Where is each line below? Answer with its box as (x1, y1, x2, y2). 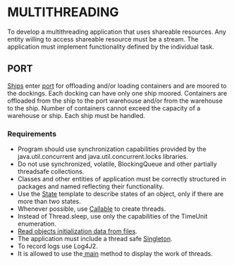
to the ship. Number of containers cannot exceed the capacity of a (7, 103, 201, 112)
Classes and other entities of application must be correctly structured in (17, 175, 227, 183)
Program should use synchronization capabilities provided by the (17, 145, 207, 153)
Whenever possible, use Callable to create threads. (17, 205, 166, 213)
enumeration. (17, 219, 56, 228)
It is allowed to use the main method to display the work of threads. (17, 250, 213, 258)
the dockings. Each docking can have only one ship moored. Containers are (7, 89, 228, 97)
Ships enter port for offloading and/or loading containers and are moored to (7, 82, 227, 90)
